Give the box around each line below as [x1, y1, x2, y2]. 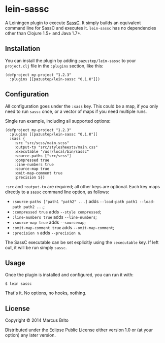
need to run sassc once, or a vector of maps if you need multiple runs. [5, 108, 147, 114]
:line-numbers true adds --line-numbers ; [12, 214, 97, 220]
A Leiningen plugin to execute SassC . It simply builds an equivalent [5, 20, 141, 26]
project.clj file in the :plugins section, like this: [5, 63, 103, 69]
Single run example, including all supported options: [5, 118, 111, 124]
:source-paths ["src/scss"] [14, 153, 71, 158]
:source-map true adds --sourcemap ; [12, 219, 86, 225]
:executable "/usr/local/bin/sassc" [14, 149, 90, 154]
